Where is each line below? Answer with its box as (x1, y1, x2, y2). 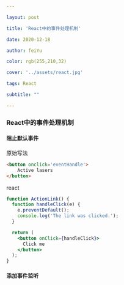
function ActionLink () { (6, 196, 70, 202)
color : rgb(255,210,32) (6, 59, 67, 65)
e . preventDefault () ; (17, 207, 70, 213)
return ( (12, 229, 34, 235)
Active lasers (17, 167, 53, 173)
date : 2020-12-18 (6, 36, 51, 43)
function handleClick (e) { (12, 201, 81, 208)
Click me (22, 241, 45, 247)
